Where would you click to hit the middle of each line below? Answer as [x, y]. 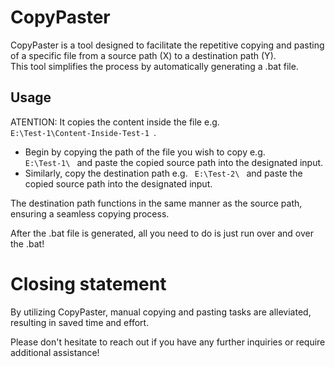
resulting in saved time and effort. [80, 322]
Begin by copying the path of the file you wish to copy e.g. [145, 152]
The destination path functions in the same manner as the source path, [156, 203]
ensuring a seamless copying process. [90, 213]
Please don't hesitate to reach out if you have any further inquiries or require [168, 342]
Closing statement [88, 283]
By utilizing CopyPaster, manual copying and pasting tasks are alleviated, [161, 312]
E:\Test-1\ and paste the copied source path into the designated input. [174, 162]
